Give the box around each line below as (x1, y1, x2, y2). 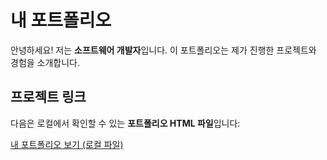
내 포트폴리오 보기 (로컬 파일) (10, 138, 124, 150)
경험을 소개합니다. (10, 56, 81, 68)
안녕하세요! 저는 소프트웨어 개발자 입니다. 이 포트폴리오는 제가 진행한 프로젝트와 (10, 44, 317, 56)
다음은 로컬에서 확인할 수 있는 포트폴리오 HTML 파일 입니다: (10, 117, 241, 129)
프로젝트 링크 (10, 89, 87, 106)
